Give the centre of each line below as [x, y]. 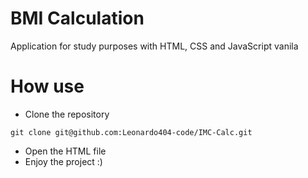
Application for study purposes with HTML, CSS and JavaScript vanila [154, 46]
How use [47, 86]
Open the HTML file [65, 151]
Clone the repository [67, 114]
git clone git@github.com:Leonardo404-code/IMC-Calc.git [131, 132]
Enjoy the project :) [63, 161]
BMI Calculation [77, 18]
